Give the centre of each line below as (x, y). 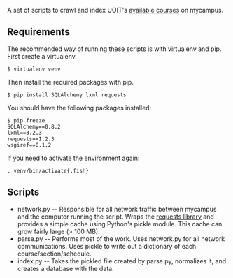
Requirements (38, 32)
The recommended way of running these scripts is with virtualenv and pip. (114, 49)
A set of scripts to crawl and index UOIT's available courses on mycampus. (115, 10)
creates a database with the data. (65, 268)
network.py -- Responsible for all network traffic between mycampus (117, 209)
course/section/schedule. (54, 254)
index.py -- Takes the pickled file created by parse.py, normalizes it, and (122, 261)
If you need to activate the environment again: (73, 158)
